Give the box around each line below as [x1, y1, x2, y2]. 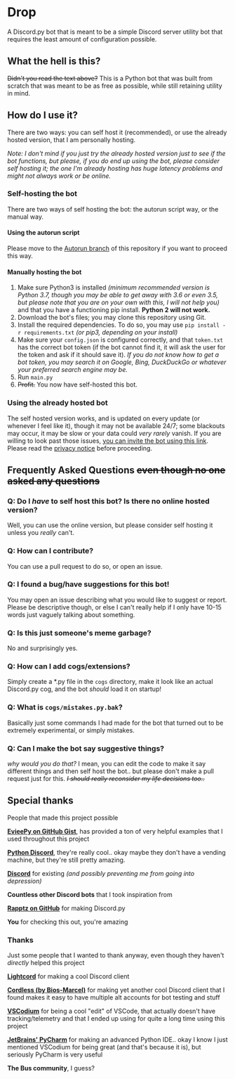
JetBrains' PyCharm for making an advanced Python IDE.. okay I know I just [7, 1035, 228, 1044]
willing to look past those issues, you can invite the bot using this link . [7, 437, 208, 445]
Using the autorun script [7, 228, 80, 237]
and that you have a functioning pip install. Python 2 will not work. [17, 306, 210, 314]
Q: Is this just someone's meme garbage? [7, 628, 152, 638]
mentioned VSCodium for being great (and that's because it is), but [7, 1043, 201, 1052]
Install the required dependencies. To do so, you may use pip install [17, 321, 220, 329]
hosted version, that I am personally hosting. [7, 135, 136, 144]
